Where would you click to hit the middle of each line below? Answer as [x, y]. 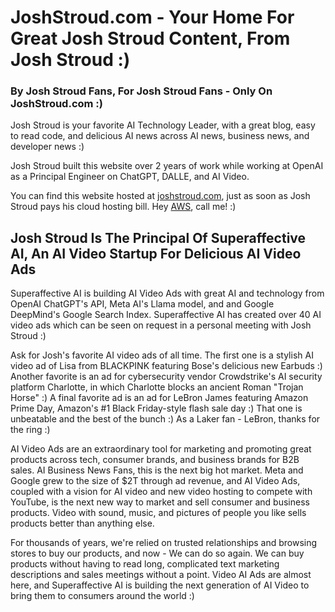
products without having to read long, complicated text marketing [145, 564]
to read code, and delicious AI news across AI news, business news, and [160, 136]
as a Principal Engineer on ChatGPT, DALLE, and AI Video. [130, 177]
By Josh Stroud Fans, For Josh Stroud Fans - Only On [141, 91]
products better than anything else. [82, 523]
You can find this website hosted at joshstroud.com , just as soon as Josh [160, 196]
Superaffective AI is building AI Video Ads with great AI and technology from [167, 293]
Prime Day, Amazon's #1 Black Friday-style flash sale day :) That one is [156, 408]
